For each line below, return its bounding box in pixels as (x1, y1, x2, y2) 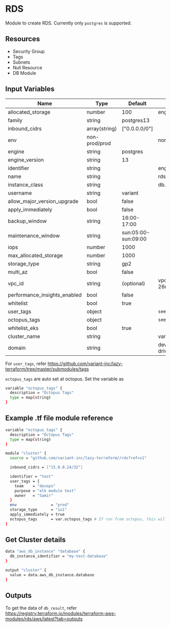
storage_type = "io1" (10, 507, 67, 512)
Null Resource (12, 64, 42, 70)
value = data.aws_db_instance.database (10, 572, 95, 578)
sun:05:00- (122, 229, 150, 236)
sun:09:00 (122, 235, 147, 242)
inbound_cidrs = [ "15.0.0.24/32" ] (10, 465, 83, 470)
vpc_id (8, 280, 24, 287)
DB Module (12, 70, 37, 76)
